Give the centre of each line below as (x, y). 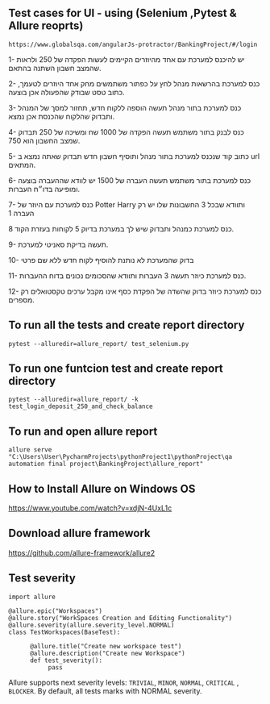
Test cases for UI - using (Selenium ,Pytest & (123, 13)
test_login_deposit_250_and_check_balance (81, 406)
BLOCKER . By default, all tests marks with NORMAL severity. (106, 691)
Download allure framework (79, 533)
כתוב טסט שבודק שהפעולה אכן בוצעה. (66, 92)
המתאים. (22, 165)
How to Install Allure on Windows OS (102, 488)
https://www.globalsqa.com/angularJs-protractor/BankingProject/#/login (133, 44)
